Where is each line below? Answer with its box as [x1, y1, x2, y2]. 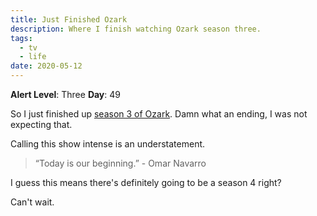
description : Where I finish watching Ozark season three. [10, 24, 262, 34]
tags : [10, 33, 33, 43]
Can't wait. [10, 196, 55, 208]
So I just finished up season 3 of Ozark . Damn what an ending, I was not [10, 108, 308, 120]
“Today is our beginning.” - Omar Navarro [34, 157, 207, 169]
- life [19, 52, 47, 62]
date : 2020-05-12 [10, 61, 83, 71]
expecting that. [10, 119, 73, 130]
